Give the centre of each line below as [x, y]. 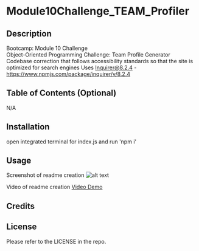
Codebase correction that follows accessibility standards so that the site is [100, 61]
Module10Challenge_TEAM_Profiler [98, 11]
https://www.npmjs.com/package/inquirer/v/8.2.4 [68, 74]
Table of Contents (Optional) [61, 93]
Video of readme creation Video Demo [54, 187]
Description [29, 34]
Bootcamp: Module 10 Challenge [47, 48]
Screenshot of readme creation [45, 175]
